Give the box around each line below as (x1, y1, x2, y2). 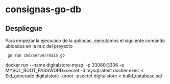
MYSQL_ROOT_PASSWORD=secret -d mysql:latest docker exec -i (5, 68, 144, 73)
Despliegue (5, 24, 42, 33)
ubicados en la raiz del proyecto (5, 43, 73, 49)
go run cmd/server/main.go (7, 53, 65, 58)
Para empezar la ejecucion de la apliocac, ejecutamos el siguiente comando (5, 37, 165, 44)
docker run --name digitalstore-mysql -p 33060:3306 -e (5, 62, 124, 68)
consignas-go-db (5, 4, 82, 15)
